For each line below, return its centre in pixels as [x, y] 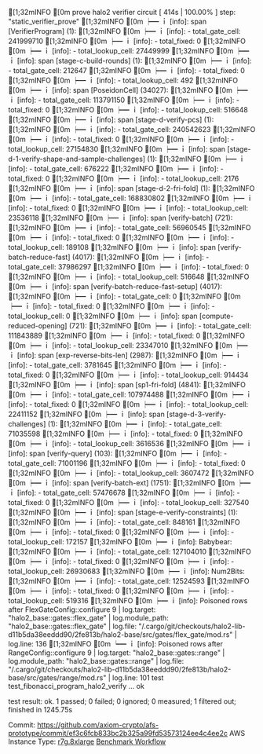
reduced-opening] [38, 326]
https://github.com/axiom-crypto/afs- [98, 725]
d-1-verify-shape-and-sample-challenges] [77, 159]
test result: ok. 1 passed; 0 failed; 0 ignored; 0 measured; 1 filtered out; [122, 701]
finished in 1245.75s [40, 710]
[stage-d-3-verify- [196, 414]
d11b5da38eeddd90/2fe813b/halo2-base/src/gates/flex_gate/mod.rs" [121, 635]
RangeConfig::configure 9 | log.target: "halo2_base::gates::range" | [117, 653]
